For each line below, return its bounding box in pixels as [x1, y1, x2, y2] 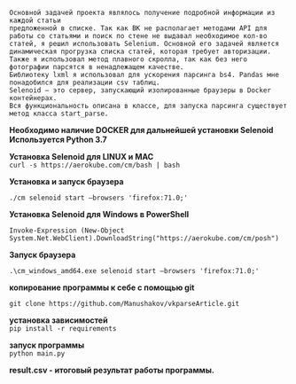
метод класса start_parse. [9, 109, 109, 118]
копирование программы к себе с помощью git [9, 282, 195, 293]
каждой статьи [9, 16, 62, 25]
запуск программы [9, 340, 85, 350]
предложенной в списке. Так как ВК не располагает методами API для [9, 24, 268, 33]
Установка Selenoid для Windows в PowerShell [9, 209, 190, 219]
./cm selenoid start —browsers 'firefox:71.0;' [9, 193, 189, 202]
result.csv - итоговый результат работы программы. [9, 364, 214, 375]
